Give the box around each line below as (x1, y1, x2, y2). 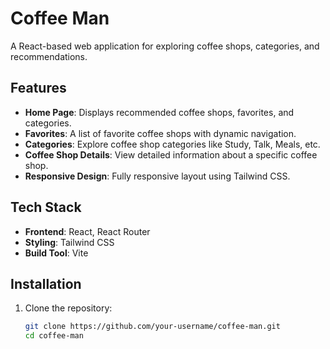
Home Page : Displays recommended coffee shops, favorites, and (24, 106, 295, 118)
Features (10, 80, 67, 97)
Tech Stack (10, 199, 82, 216)
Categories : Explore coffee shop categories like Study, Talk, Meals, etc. (24, 138, 321, 150)
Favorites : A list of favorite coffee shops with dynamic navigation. (24, 127, 297, 139)
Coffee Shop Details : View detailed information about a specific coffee (24, 148, 318, 161)
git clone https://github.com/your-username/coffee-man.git (24, 322, 281, 332)
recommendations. (10, 50, 88, 62)
